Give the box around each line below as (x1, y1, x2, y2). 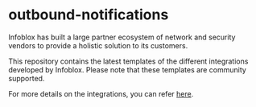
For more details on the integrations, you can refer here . (8, 88, 194, 98)
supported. (8, 73, 45, 83)
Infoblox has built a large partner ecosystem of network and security (8, 32, 236, 42)
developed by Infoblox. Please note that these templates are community (8, 64, 247, 74)
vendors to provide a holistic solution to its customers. (8, 40, 188, 50)
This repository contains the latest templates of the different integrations (8, 56, 249, 66)
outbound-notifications (8, 6, 169, 24)
